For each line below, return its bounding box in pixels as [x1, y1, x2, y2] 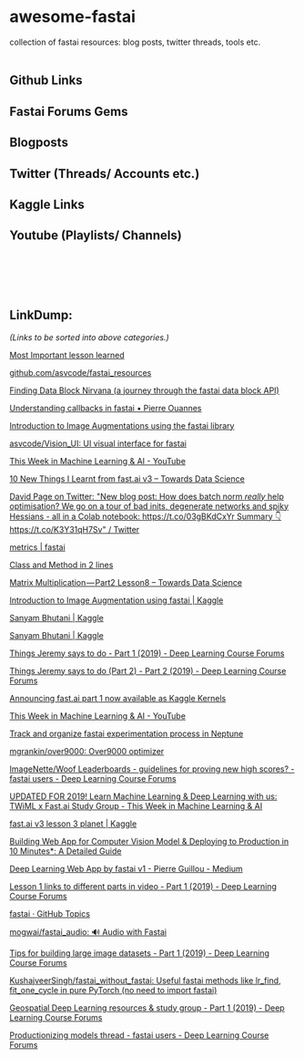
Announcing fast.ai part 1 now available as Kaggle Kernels [9, 692, 227, 703]
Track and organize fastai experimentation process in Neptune [9, 728, 244, 739]
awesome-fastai [9, 6, 137, 27]
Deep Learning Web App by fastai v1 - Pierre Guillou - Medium [9, 863, 243, 874]
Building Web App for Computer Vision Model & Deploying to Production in [9, 836, 289, 846]
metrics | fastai [9, 541, 66, 553]
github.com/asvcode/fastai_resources [9, 367, 152, 378]
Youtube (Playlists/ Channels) [9, 228, 182, 244]
